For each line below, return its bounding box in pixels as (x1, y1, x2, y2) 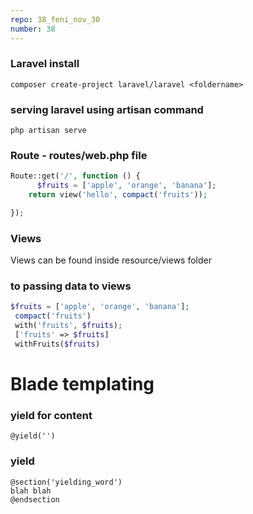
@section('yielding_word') (10, 477, 123, 487)
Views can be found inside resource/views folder (10, 254, 212, 266)
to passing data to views (10, 279, 132, 293)
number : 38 (10, 24, 56, 34)
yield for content (10, 408, 93, 422)
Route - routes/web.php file (10, 149, 148, 163)
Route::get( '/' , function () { (10, 171, 141, 181)
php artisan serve (10, 126, 87, 136)
